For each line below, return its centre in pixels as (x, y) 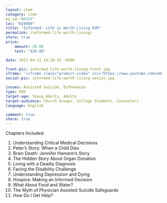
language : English (25, 105)
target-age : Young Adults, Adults (41, 96)
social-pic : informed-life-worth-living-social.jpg (60, 78)
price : (12, 42)
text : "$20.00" (30, 51)
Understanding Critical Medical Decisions (55, 143)
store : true (18, 38)
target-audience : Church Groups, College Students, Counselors (72, 101)
